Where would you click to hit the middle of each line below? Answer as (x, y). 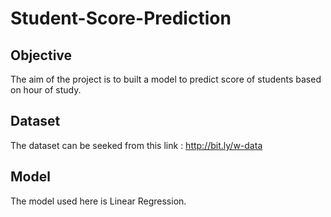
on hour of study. (46, 90)
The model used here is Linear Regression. (98, 201)
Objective (41, 55)
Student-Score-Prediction (121, 18)
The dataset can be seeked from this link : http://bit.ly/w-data (136, 145)
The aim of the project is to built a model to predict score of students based (166, 79)
